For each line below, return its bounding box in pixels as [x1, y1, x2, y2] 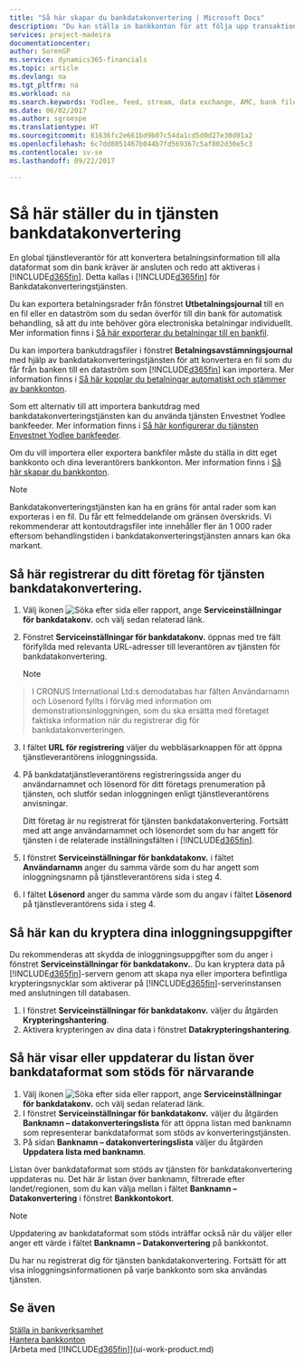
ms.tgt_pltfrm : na [9, 81, 79, 90]
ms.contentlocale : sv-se [9, 148, 103, 157]
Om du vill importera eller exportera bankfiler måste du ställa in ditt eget [9, 447, 278, 458]
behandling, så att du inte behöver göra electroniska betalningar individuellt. [9, 318, 293, 329]
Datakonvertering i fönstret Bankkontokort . [9, 1192, 175, 1204]
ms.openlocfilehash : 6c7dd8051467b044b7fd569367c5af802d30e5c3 [9, 139, 253, 148]
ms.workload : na [9, 89, 71, 98]
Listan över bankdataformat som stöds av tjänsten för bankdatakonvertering [9, 1164, 292, 1175]
